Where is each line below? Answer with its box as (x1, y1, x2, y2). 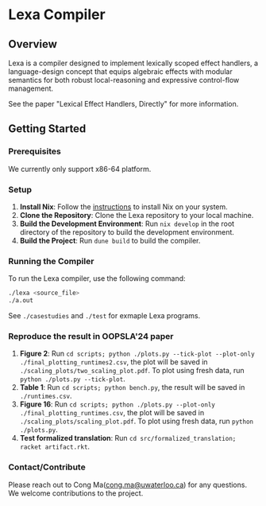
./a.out (8, 297, 34, 305)
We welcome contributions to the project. (8, 488, 144, 498)
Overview (8, 37, 58, 51)
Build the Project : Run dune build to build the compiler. (19, 235, 201, 245)
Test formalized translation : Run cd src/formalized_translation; (19, 434, 237, 443)
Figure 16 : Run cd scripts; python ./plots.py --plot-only (19, 399, 216, 409)
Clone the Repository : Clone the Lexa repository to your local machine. (19, 210, 254, 220)
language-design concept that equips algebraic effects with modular (8, 67, 233, 76)
